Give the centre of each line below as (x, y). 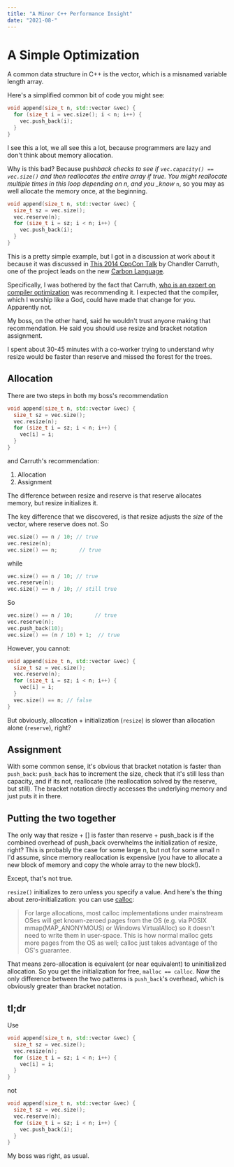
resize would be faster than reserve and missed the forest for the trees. (110, 356)
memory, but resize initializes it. (53, 503)
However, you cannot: (39, 648)
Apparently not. (30, 307)
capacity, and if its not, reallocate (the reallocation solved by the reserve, (112, 782)
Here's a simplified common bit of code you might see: (86, 95)
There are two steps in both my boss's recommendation (88, 395)
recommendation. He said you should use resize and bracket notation (107, 328)
